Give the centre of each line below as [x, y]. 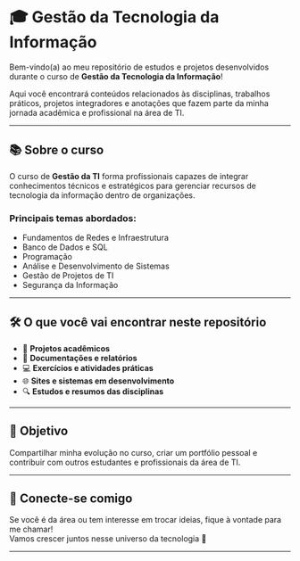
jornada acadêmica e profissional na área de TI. [97, 112]
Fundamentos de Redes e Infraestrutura [96, 238]
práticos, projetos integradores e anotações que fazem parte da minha [139, 103]
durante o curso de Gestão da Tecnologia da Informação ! [116, 76]
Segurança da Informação [70, 285]
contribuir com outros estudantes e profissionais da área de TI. [125, 462]
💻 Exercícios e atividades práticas [87, 367]
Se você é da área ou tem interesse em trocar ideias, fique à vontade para [146, 520]
